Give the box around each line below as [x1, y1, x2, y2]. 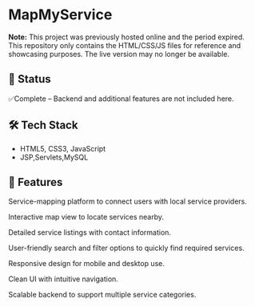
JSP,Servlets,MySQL [19, 152, 89, 162]
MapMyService [8, 6, 113, 24]
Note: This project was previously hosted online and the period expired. [8, 32, 245, 42]
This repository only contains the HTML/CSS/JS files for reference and [8, 40, 241, 50]
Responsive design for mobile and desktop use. [8, 259, 165, 269]
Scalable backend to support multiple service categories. [8, 290, 197, 300]
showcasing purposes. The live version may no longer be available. [8, 49, 230, 59]
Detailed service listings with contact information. [8, 228, 172, 237]
